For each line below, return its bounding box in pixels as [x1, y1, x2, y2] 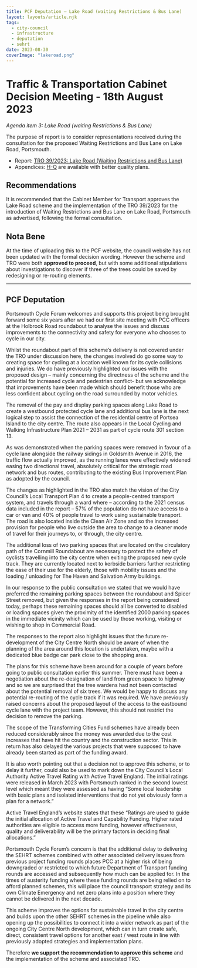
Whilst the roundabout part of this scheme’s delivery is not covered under [6, 347, 184, 353]
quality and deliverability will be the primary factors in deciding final [6, 828, 170, 835]
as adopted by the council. [6, 475, 70, 482]
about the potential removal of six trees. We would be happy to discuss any [6, 688, 188, 695]
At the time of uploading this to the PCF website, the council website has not [6, 247, 191, 254]
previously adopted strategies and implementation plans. [6, 938, 144, 945]
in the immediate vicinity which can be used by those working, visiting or [6, 615, 182, 622]
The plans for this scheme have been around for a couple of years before [6, 663, 183, 669]
